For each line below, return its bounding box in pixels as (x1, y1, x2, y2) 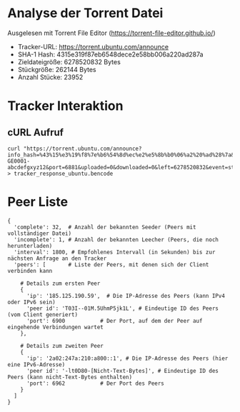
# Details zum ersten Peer (20, 280, 101, 287)
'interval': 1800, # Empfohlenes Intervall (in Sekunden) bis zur (14, 248, 216, 256)
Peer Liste (7, 194, 69, 210)
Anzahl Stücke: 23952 (17, 73, 84, 81)
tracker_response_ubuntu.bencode (14, 170, 114, 177)
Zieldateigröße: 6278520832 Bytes (17, 57, 121, 66)
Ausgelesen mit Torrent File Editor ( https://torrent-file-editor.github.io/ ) (7, 29, 216, 37)
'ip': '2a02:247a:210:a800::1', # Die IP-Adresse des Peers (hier (26, 355, 229, 362)
